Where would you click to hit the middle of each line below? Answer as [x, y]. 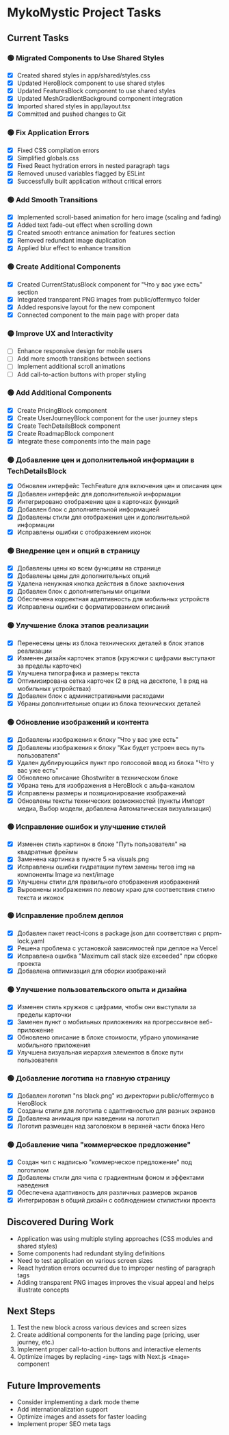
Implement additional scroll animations [71, 366]
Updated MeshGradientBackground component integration [100, 99]
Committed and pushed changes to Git [71, 114]
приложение [35, 1030]
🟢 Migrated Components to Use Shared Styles [86, 58]
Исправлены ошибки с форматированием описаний [93, 607]
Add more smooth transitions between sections [84, 359]
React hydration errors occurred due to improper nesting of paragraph [116, 1268]
